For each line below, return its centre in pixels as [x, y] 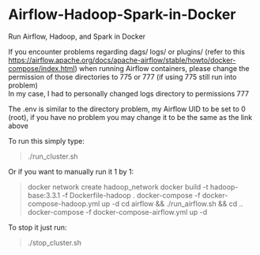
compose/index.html [41, 68]
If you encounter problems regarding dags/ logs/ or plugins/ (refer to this [126, 51]
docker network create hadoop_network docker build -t [118, 186]
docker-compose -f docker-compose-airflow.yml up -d [117, 212]
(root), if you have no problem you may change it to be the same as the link [130, 117]
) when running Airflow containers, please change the [162, 68]
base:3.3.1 [44, 195]
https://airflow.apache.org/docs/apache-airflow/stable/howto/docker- [122, 60]
